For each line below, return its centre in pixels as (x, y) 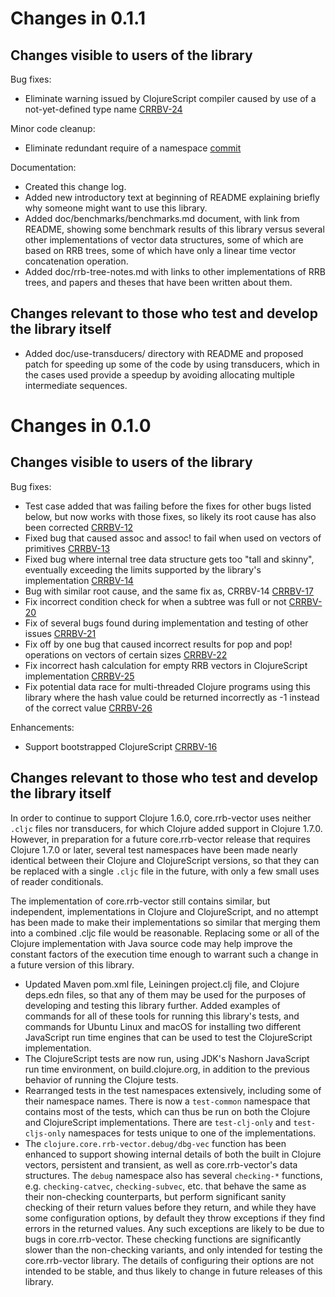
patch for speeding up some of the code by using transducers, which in (172, 364)
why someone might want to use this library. (116, 208)
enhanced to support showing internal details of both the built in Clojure (173, 1154)
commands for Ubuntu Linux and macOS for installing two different (163, 1026)
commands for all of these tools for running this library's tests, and (162, 1016)
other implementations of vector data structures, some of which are (164, 240)
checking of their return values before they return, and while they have (170, 1207)
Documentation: (43, 167)
